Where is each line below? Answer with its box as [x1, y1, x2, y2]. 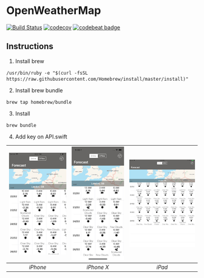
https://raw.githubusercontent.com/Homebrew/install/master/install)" [6, 76, 189, 82]
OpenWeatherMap [6, 4, 101, 18]
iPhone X [86, 263, 109, 271]
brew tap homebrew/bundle [6, 99, 72, 105]
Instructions [6, 41, 53, 52]
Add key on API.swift [15, 133, 68, 140]
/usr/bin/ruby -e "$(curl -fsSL [6, 70, 88, 76]
